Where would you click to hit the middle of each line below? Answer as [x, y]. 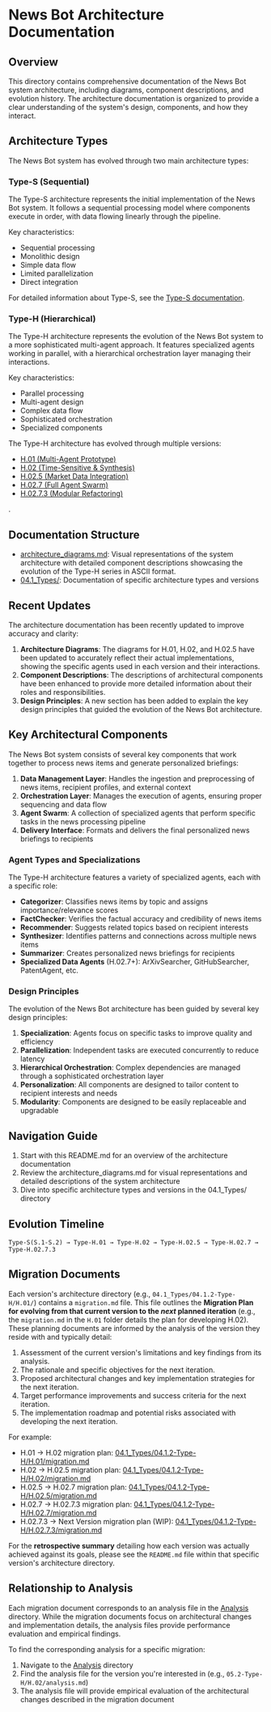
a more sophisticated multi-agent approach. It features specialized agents [131, 345]
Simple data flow [48, 265]
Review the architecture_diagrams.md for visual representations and [134, 1173]
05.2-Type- [244, 1674]
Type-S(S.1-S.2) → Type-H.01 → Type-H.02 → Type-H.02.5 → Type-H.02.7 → [133, 1243]
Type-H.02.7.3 [32, 1250]
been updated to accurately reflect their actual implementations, [127, 658]
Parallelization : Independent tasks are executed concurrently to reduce [139, 1050]
